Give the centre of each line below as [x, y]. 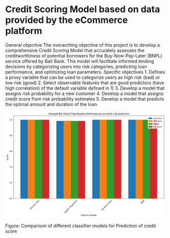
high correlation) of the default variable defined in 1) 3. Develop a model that [85, 88]
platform [24, 31]
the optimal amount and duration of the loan [51, 104]
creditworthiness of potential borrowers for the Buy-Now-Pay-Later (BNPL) [84, 56]
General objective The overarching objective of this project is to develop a [82, 45]
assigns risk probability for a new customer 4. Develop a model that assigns [84, 93]
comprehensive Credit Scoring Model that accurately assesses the [75, 50]
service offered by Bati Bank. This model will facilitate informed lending [80, 61]
